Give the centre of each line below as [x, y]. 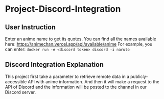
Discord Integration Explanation [54, 65]
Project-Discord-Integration [63, 9]
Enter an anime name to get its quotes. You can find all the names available [81, 39]
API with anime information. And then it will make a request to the [94, 81]
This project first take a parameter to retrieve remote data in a [67, 76]
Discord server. [21, 92]
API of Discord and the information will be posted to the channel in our [76, 87]
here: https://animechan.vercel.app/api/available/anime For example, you [79, 44]
